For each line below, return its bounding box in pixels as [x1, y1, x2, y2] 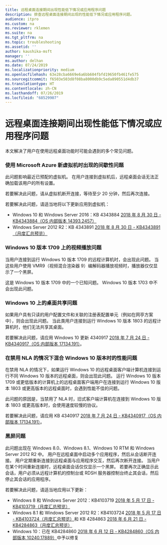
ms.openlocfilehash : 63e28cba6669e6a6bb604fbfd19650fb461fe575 [5, 72, 139, 77]
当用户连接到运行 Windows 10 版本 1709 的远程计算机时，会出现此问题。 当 [5, 256, 159, 262]
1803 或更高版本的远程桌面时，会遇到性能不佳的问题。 [10, 385, 122, 391]
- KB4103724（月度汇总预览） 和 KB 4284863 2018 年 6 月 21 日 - [12, 516, 147, 522]
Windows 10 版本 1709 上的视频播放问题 [5, 244, 102, 251]
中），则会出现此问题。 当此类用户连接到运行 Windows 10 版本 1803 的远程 [5, 318, 158, 324]
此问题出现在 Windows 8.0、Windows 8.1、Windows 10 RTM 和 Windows [5, 445, 155, 451]
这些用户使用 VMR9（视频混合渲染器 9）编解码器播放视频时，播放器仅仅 [5, 262, 154, 269]
